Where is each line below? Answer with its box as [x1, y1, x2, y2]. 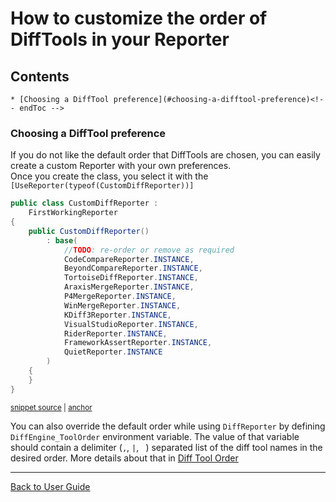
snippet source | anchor [10, 402, 93, 412]
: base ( [46, 235, 78, 246]
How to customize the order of [10, 7, 268, 30]
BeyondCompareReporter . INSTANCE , [63, 263, 203, 274]
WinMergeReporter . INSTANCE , [63, 300, 182, 311]
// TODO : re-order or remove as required [63, 245, 235, 255]
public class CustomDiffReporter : [10, 198, 159, 209]
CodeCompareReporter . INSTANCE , [63, 254, 195, 264]
